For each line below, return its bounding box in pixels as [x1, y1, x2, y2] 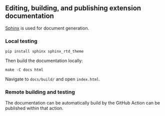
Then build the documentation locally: [5, 57, 83, 64]
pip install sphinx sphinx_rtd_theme [5, 49, 84, 54]
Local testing [5, 37, 37, 44]
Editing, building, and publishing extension [5, 4, 141, 12]
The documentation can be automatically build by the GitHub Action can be [5, 100, 160, 106]
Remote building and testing [5, 88, 75, 95]
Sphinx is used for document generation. [5, 25, 89, 31]
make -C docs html [5, 67, 43, 72]
